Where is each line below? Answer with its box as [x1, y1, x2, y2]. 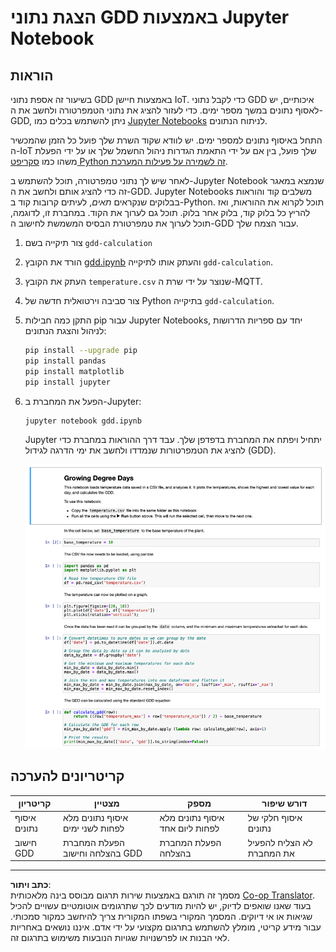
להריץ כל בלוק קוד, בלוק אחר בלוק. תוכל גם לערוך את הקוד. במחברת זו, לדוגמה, [10, 207, 311, 218]
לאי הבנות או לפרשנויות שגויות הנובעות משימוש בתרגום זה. [10, 932, 230, 944]
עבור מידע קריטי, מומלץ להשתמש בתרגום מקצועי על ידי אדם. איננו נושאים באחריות [10, 921, 322, 933]
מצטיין [93, 797, 120, 810]
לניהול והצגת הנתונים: [24, 325, 107, 336]
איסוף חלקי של [247, 812, 303, 824]
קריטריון [18, 797, 52, 810]
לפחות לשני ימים [63, 822, 125, 835]
